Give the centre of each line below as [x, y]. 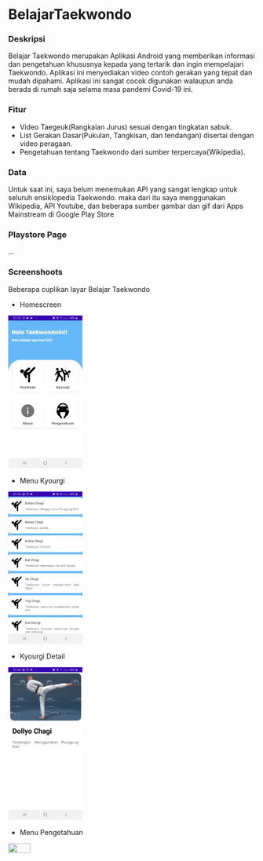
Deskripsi [27, 39]
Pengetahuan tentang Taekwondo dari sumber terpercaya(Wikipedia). [132, 151]
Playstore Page [37, 235]
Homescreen [40, 305]
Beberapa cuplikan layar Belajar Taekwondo [79, 289]
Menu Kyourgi [42, 480]
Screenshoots [35, 272]
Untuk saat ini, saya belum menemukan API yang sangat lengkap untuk [123, 189]
